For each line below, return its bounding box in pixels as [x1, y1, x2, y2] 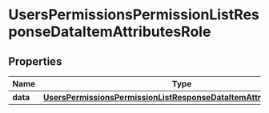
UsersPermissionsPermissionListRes [8, 6, 260, 24]
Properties [8, 54, 62, 68]
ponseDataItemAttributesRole [8, 22, 211, 41]
